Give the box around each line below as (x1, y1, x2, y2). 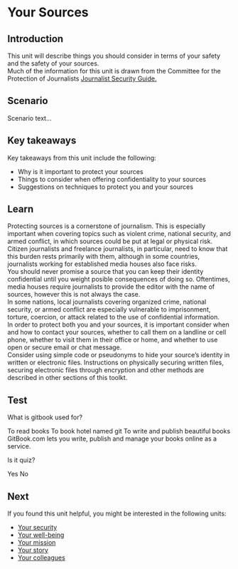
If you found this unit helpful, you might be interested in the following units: (7, 509, 227, 518)
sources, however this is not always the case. (7, 290, 141, 299)
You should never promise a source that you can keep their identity (7, 267, 204, 276)
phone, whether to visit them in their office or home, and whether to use (7, 336, 218, 344)
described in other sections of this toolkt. (7, 374, 128, 382)
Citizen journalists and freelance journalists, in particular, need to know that (7, 245, 228, 253)
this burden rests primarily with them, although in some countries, (7, 252, 200, 261)
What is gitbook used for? (7, 413, 83, 421)
